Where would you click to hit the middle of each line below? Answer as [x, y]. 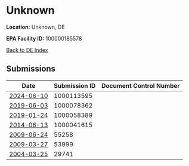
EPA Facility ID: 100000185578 [44, 38]
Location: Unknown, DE [35, 27]
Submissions [31, 69]
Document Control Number [140, 85]
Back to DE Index [27, 50]
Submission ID [75, 85]
